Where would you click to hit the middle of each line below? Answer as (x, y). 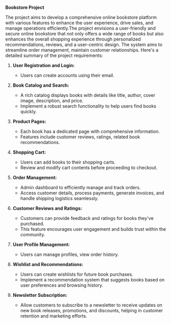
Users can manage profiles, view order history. (69, 254)
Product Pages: (29, 121)
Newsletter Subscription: (40, 295)
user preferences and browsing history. (62, 285)
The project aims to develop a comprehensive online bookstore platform (81, 17)
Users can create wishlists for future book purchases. (77, 274)
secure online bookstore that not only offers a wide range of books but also (84, 34)
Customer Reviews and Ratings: (47, 208)
